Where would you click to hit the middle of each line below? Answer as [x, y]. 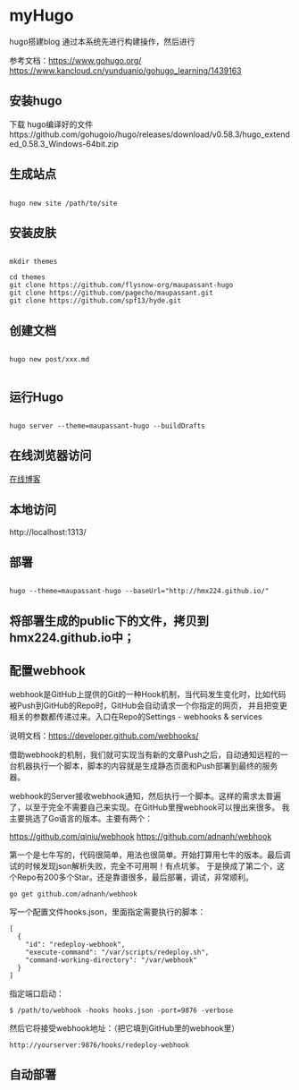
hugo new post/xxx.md [50, 360]
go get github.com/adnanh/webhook [74, 894]
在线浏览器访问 [50, 456]
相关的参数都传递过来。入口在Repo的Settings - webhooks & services [136, 716]
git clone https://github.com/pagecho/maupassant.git [112, 293]
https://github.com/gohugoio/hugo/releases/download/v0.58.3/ [126, 134]
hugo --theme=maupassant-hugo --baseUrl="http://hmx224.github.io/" [139, 592]
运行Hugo [37, 397]
